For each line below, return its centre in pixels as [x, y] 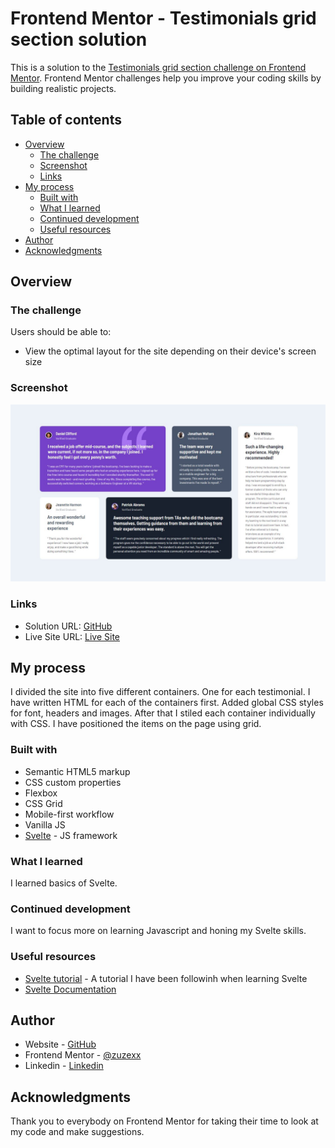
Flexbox [41, 793]
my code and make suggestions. [77, 1132]
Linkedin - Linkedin [64, 1066]
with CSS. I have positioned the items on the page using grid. [136, 724]
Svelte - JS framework [71, 835]
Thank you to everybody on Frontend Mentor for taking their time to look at [164, 1121]
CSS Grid [43, 803]
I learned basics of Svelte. [64, 883]
